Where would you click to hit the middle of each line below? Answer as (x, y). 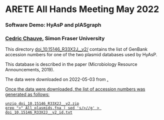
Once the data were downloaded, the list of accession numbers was (75, 89)
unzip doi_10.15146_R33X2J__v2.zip (42, 104)
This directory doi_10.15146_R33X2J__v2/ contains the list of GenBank (76, 49)
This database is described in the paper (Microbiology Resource (71, 64)
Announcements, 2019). (30, 70)
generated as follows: (27, 94)
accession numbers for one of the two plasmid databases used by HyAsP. (81, 55)
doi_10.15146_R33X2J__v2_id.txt (39, 112)
